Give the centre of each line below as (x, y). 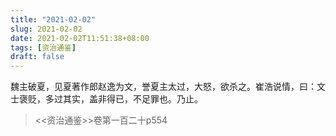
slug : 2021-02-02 (46, 29)
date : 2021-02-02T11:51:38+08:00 (80, 38)
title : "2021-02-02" (53, 19)
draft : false (37, 57)
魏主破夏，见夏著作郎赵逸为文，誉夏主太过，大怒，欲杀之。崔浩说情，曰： (163, 87)
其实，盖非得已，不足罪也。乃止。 (132, 99)
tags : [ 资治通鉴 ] (43, 47)
